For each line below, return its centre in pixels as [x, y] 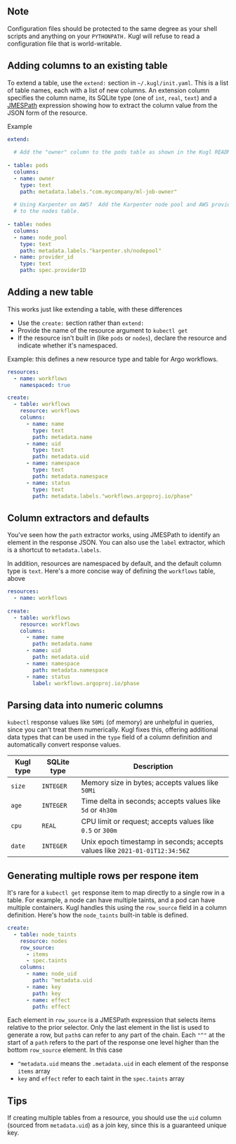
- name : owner [34, 178]
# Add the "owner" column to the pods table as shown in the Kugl [113, 152]
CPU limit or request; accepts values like [147, 822]
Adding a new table [50, 292]
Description [153, 766]
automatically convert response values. [64, 745]
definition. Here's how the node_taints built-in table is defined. [98, 915]
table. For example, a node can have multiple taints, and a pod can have [111, 900]
